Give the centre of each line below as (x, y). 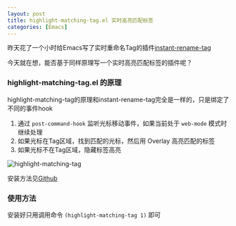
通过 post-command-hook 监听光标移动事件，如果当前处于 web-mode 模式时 (122, 123)
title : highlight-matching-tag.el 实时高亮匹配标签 (80, 20)
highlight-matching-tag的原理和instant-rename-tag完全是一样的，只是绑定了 (118, 99)
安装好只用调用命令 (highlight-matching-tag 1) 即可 (84, 215)
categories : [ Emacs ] (38, 27)
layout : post (26, 14)
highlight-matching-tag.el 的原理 (64, 83)
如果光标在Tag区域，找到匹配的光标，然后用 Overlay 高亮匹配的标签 (116, 141)
